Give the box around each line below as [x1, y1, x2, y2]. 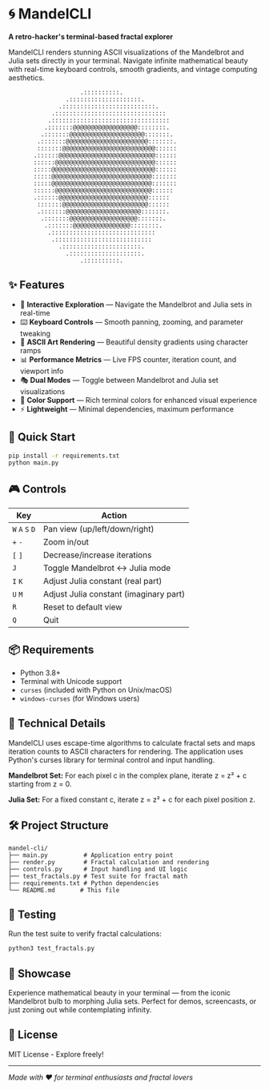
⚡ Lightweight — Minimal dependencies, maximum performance [19, 404, 235, 413]
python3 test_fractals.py [8, 944, 94, 953]
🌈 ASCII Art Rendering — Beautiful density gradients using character [19, 337, 248, 347]
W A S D [12, 525, 36, 534]
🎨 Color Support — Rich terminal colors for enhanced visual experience [19, 395, 258, 404]
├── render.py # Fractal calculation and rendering [8, 858, 210, 866]
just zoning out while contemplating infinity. [8, 1005, 152, 1015]
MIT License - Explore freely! [8, 1049, 104, 1059]
